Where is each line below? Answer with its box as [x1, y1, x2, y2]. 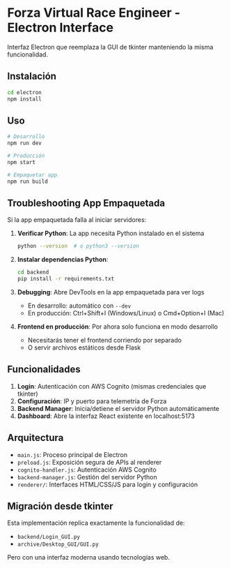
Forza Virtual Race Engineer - [7, 5, 181, 21]
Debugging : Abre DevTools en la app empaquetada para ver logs [17, 288, 205, 296]
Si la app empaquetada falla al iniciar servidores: [7, 216, 147, 224]
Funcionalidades [7, 364, 81, 375]
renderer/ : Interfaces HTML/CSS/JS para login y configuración [17, 480, 198, 488]
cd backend [17, 269, 49, 276]
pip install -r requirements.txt [17, 276, 115, 283]
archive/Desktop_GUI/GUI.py [17, 541, 99, 548]
